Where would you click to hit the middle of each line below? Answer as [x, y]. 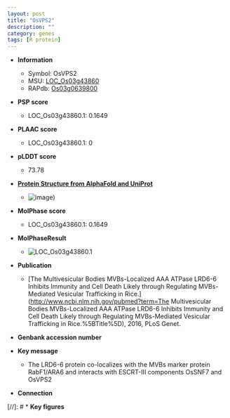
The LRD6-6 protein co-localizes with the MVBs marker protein [119, 365]
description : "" [31, 27]
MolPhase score [41, 211]
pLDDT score [37, 157]
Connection [35, 393]
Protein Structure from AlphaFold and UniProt [85, 184]
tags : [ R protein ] [34, 40]
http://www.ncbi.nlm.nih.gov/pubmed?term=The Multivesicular [121, 301]
